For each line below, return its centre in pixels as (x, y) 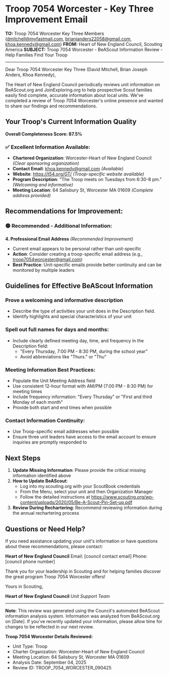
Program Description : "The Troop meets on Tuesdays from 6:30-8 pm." (87, 179)
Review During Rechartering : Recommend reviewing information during (87, 508)
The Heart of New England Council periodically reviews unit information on (83, 84)
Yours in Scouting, (24, 586)
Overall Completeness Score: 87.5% (44, 134)
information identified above (42, 476)
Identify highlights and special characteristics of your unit (72, 317)
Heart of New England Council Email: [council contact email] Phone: (76, 556)
